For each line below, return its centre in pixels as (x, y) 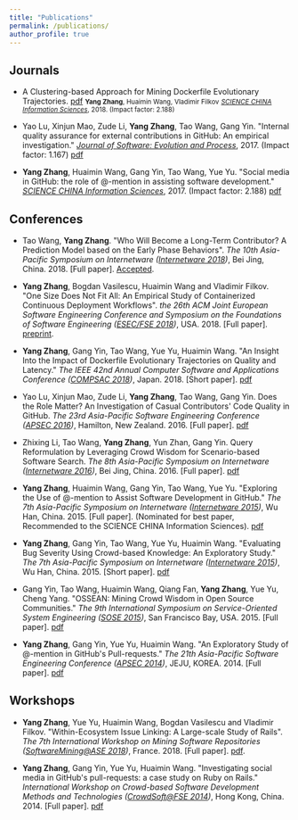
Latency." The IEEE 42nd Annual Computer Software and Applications (150, 370)
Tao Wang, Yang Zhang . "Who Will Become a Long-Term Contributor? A (154, 240)
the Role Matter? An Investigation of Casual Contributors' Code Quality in (156, 406)
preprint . (38, 334)
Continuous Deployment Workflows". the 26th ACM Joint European (145, 305)
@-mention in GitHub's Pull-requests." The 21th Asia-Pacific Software (150, 654)
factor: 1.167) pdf (52, 155)
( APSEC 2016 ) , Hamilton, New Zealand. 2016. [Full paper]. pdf (135, 425)
